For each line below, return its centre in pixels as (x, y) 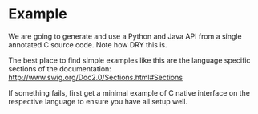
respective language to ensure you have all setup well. (98, 101)
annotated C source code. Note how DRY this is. (88, 44)
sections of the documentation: (60, 68)
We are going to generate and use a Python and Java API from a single (125, 36)
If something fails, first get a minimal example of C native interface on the (129, 92)
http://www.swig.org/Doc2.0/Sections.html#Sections (95, 77)
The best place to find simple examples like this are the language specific (129, 60)
